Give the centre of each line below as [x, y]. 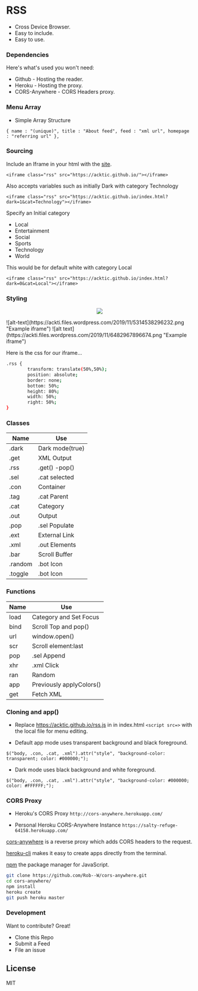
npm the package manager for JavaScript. [58, 865]
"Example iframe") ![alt [34, 329]
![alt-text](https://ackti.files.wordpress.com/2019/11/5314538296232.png [95, 323]
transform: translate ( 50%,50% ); [68, 369]
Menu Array [24, 107]
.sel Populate [56, 526]
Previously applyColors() [66, 684]
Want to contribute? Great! [39, 926]
